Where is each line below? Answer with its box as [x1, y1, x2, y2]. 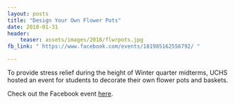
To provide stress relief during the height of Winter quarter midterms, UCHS [7, 68, 228, 77]
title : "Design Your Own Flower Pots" [7, 17, 121, 24]
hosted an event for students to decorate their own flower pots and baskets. [7, 76, 229, 84]
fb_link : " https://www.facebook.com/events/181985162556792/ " [7, 43, 200, 50]
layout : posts [7, 10, 49, 18]
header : [7, 30, 30, 37]
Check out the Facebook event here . [7, 89, 114, 98]
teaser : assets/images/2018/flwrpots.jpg [20, 37, 143, 44]
